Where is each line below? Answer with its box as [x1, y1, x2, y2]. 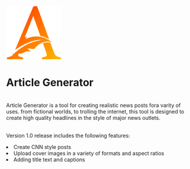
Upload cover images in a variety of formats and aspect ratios [14, 149, 165, 157]
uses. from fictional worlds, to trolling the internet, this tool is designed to [6, 108, 185, 115]
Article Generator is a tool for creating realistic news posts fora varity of [6, 102, 181, 109]
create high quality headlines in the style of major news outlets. [6, 114, 161, 121]
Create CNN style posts [14, 143, 72, 150]
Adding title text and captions [14, 156, 85, 163]
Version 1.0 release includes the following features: [6, 132, 130, 139]
